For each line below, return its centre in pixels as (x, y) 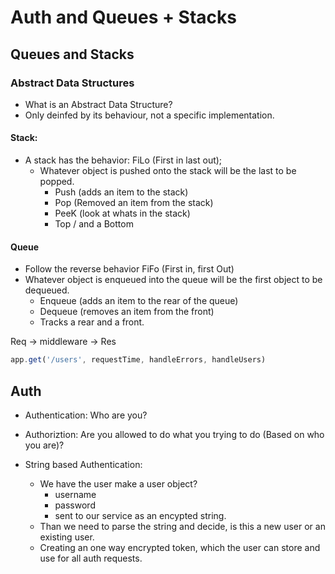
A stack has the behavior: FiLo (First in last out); (123, 160)
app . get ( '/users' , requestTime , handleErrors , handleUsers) (138, 360)
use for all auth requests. (91, 558)
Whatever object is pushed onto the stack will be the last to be (168, 171)
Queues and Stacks (72, 54)
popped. (57, 182)
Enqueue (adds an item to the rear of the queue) (139, 301)
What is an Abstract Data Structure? (98, 104)
